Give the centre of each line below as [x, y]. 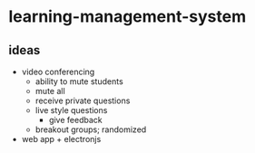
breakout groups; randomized [91, 129]
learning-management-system [127, 17]
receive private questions [83, 100]
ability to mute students [79, 81]
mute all [50, 91]
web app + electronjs [61, 139]
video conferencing [58, 72]
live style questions [71, 110]
